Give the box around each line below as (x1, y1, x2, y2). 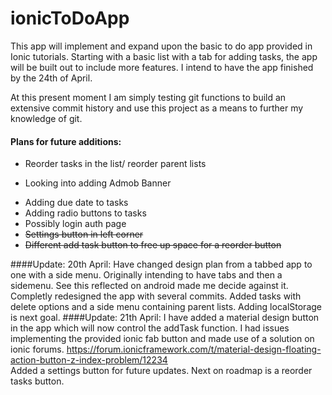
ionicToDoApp (10, 7, 130, 30)
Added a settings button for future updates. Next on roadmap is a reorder (10, 365, 313, 377)
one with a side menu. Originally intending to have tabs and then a (10, 269, 283, 281)
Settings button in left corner (24, 228, 144, 241)
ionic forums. (10, 343, 65, 356)
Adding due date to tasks (24, 197, 129, 209)
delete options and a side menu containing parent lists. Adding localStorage (10, 301, 322, 313)
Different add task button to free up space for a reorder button (24, 239, 282, 251)
